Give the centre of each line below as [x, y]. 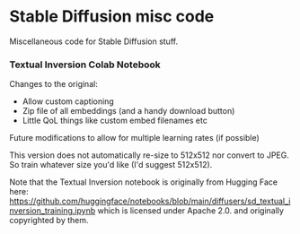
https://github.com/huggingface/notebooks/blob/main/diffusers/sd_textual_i [150, 201]
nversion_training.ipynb [53, 211]
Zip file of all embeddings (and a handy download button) [128, 111]
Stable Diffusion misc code [112, 17]
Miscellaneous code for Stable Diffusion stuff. [93, 41]
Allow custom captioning [68, 101]
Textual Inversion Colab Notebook [85, 65]
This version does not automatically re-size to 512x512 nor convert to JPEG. [149, 155]
